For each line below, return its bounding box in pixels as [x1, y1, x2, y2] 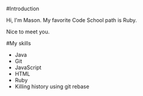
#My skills [6, 40, 32, 47]
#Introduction [6, 5, 40, 12]
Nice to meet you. [6, 28, 50, 35]
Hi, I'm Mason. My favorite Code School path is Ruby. [6, 17, 137, 23]
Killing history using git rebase [14, 83, 89, 90]
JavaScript [14, 64, 42, 71]
